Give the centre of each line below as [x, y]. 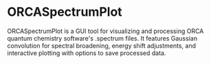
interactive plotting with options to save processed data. [87, 53]
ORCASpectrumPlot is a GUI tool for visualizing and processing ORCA [105, 31]
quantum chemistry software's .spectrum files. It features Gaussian [102, 38]
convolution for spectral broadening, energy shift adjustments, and [102, 45]
